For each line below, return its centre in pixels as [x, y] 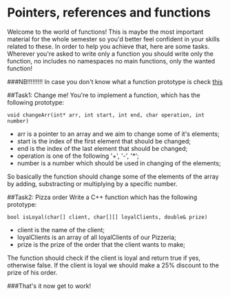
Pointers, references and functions [109, 13]
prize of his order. [32, 272]
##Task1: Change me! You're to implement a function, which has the [104, 95]
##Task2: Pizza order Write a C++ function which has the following [102, 197]
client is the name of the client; [61, 229]
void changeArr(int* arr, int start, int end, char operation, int [106, 115]
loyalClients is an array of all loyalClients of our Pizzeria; [97, 237]
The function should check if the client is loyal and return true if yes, [104, 258]
